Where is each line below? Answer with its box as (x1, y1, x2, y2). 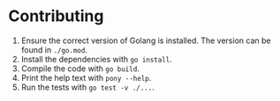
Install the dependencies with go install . (20, 54, 173, 64)
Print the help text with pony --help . (20, 72, 152, 83)
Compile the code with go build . (20, 63, 140, 74)
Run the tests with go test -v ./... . (20, 82, 155, 92)
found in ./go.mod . (20, 44, 87, 54)
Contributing (8, 6, 104, 26)
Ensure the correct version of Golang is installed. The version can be (20, 35, 271, 46)
